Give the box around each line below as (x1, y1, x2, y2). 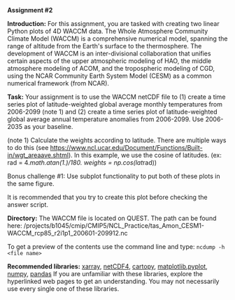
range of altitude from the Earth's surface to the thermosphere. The (7, 42, 202, 50)
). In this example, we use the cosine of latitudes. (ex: (68, 151, 222, 159)
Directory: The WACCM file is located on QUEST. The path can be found (7, 214, 217, 222)
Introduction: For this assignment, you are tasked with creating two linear (7, 20, 220, 27)
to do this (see (7, 144, 49, 151)
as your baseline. (24, 123, 73, 130)
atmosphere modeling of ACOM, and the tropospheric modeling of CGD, (7, 64, 215, 72)
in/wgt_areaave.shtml (7, 151, 69, 159)
